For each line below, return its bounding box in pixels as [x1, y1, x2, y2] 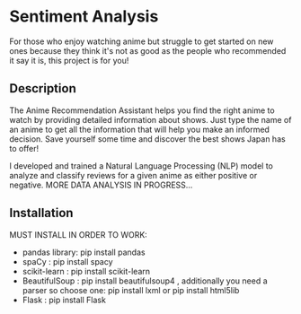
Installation [9, 205, 74, 221]
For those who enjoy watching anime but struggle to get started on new [9, 36, 274, 47]
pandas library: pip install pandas [22, 247, 146, 257]
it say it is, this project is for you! [9, 55, 129, 65]
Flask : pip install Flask [22, 294, 106, 305]
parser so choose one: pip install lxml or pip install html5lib [22, 284, 240, 295]
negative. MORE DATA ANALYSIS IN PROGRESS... [9, 179, 193, 190]
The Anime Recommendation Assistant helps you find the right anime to [9, 105, 276, 116]
